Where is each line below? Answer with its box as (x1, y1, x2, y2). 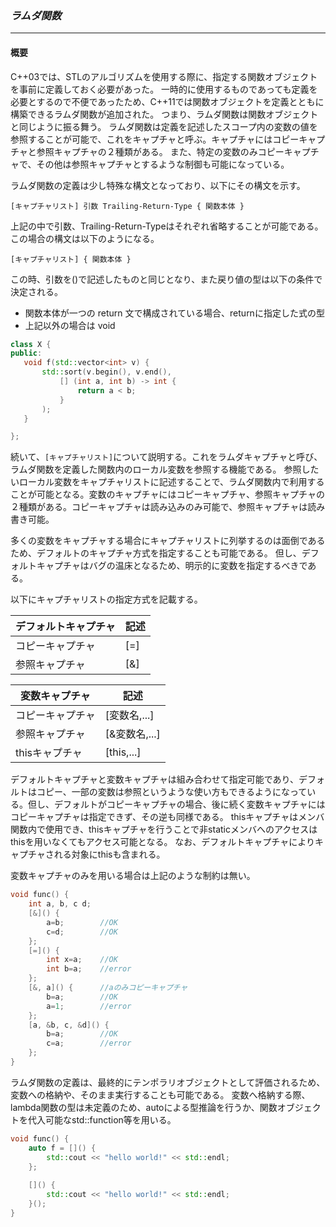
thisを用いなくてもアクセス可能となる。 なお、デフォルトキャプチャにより (10, 836, 315, 848)
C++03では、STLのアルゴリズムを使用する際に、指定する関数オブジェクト (10, 70, 318, 82)
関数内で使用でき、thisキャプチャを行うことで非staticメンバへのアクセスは (10, 823, 318, 836)
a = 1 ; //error (46, 1001, 132, 1011)
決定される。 (10, 285, 63, 297)
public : (10, 348, 43, 359)
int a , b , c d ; (28, 899, 92, 909)
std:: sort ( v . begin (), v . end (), (41, 367, 172, 377)
